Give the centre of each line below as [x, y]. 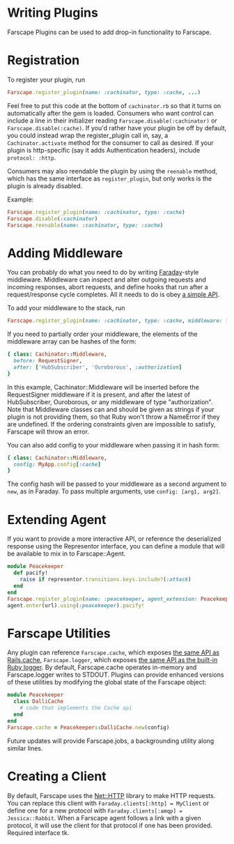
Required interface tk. [38, 833]
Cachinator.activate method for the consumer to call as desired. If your [110, 143]
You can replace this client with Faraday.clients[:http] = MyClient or [108, 803]
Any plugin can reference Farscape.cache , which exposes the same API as [113, 652]
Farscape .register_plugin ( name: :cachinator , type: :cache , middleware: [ [118, 321]
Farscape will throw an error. [48, 431]
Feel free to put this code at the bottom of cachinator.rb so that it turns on [114, 105]
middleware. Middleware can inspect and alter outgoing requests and [107, 279]
